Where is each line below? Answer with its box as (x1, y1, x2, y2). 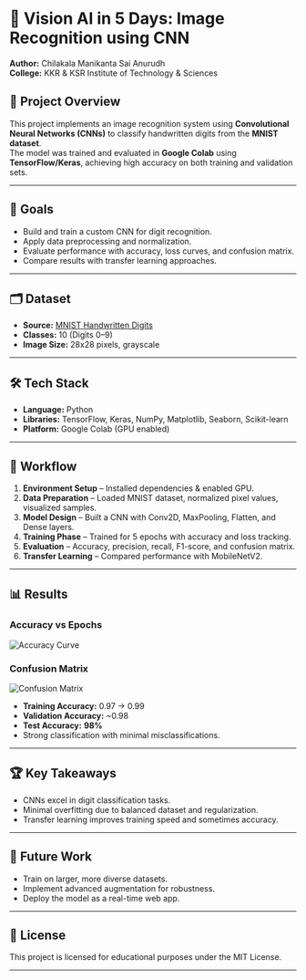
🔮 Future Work (9, 849, 93, 865)
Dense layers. (22, 522, 75, 532)
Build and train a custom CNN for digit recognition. (22, 225, 212, 236)
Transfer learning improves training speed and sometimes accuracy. (22, 814, 280, 825)
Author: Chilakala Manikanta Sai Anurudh (9, 57, 166, 68)
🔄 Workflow (9, 458, 77, 474)
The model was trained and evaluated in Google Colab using (9, 147, 237, 158)
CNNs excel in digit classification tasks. (22, 794, 171, 806)
